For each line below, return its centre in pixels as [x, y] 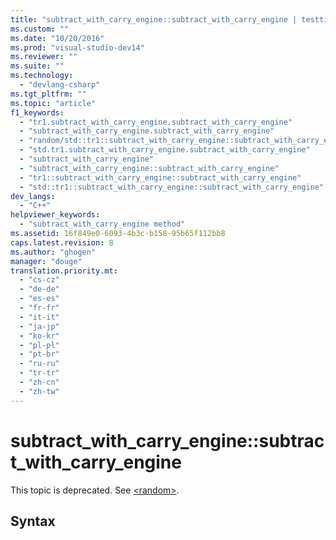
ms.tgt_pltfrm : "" [48, 94]
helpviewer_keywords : [55, 215]
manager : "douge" [46, 261]
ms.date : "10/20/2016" [57, 38]
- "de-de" [39, 289]
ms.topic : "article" [53, 103]
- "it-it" [39, 317]
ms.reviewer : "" [44, 57]
